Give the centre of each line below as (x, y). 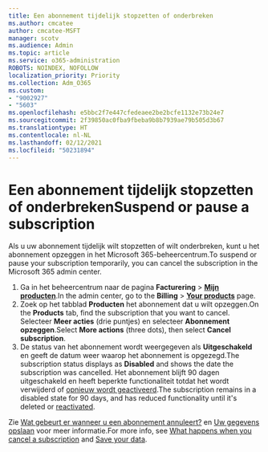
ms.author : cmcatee (41, 23)
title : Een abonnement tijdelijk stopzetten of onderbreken (111, 16)
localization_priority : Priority (64, 75)
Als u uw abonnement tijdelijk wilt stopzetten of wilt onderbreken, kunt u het (134, 246)
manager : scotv (34, 38)
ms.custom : (26, 90)
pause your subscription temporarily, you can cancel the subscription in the (133, 263)
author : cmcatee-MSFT (45, 31)
